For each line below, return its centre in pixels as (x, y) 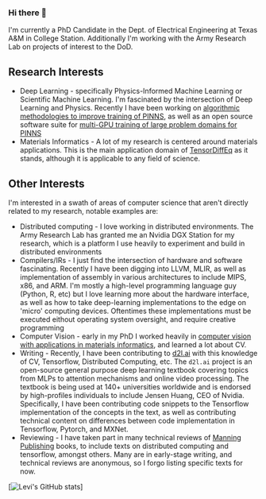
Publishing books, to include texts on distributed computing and (124, 446)
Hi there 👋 (28, 13)
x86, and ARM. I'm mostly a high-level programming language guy (128, 285)
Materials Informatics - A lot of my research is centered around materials (139, 141)
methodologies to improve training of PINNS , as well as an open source (136, 116)
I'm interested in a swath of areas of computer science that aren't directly (128, 203)
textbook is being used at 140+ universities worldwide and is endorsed (135, 387)
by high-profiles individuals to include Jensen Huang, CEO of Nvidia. (132, 395)
